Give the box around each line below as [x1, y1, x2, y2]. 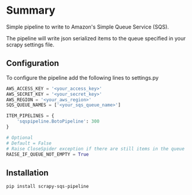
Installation [6, 168, 49, 178]
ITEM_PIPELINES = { [6, 113, 55, 119]
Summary [6, 4, 55, 17]
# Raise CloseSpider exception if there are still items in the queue [6, 146, 185, 152]
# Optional [6, 134, 33, 140]
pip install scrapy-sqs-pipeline [6, 184, 89, 190]
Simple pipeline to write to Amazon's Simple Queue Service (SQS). [6, 23, 169, 30]
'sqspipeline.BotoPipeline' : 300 [17, 118, 100, 125]
